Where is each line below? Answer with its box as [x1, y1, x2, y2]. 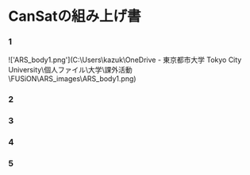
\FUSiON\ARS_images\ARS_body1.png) [8, 74, 137, 84]
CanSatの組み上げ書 [8, 7, 141, 25]
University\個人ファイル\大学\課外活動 [8, 65, 133, 75]
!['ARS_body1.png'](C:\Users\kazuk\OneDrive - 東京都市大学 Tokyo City [8, 55, 242, 64]
